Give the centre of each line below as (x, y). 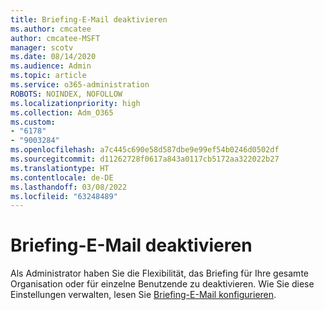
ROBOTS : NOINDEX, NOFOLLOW (66, 94)
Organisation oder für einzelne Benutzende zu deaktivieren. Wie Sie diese (162, 284)
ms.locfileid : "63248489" (64, 196)
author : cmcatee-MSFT (55, 38)
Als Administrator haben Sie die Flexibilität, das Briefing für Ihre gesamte (159, 273)
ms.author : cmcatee (51, 29)
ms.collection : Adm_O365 (62, 112)
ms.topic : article (48, 76)
